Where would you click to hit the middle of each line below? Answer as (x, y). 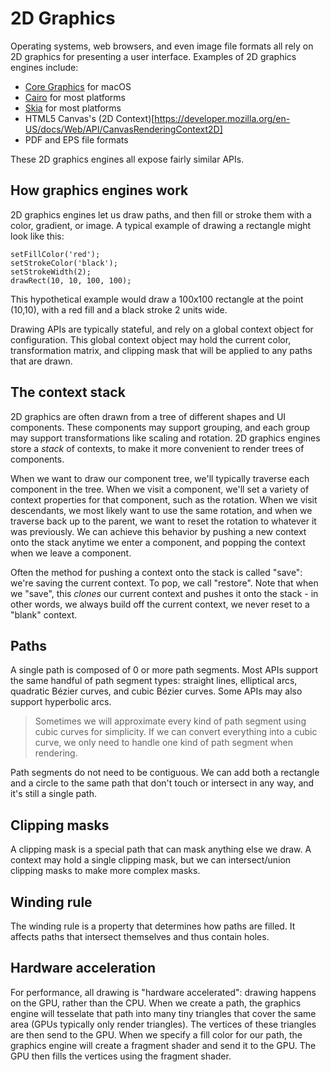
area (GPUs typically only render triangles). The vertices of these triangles (163, 1024)
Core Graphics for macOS (78, 86)
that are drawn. (41, 361)
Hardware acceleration (83, 968)
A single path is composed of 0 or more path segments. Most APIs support (164, 670)
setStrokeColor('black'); (64, 263)
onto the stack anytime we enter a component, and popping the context (158, 542)
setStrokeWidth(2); (51, 272)
